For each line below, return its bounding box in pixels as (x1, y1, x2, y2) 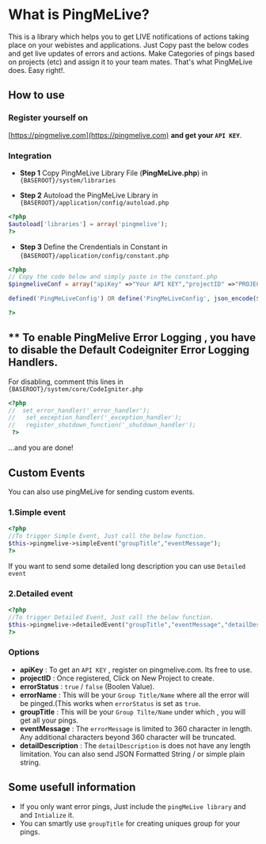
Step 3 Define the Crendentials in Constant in (19, 242, 168, 251)
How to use (8, 89, 65, 102)
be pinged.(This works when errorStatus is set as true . (19, 698, 201, 708)
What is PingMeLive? (8, 6, 150, 24)
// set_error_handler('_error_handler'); (8, 406, 150, 414)
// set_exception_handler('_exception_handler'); (8, 414, 182, 422)
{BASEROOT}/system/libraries (19, 176, 116, 184)
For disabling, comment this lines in (8, 377, 124, 386)
